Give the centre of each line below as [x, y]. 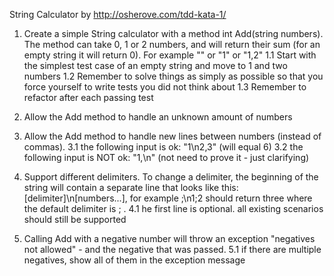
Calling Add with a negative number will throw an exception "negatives [169, 238]
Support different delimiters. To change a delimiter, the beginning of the [171, 177]
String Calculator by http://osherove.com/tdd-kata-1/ [118, 14]
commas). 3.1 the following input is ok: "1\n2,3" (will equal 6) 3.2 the [163, 147]
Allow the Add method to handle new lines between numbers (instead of [172, 136]
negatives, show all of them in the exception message [134, 260]
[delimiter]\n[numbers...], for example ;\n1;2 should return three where [168, 198]
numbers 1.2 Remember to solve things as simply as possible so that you [173, 76]
